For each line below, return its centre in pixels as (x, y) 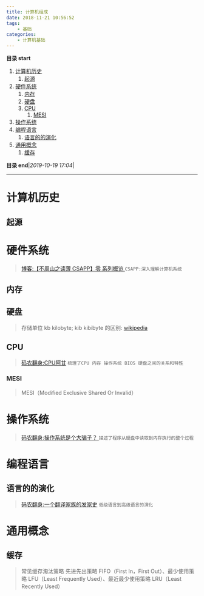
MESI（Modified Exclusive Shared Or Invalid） (79, 392)
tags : (13, 23)
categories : (21, 35)
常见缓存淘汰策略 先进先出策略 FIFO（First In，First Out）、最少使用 (105, 571)
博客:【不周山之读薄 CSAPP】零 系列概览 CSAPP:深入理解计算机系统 (101, 269)
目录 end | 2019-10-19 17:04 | (40, 165)
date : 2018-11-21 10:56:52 (40, 18)
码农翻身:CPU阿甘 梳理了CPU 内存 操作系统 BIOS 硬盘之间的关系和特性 (102, 363)
